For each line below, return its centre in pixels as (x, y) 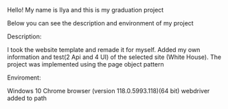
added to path (27, 98)
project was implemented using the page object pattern (85, 64)
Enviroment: (24, 77)
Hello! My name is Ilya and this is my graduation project (85, 10)
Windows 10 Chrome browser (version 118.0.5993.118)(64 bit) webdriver (109, 91)
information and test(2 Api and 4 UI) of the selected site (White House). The (114, 57)
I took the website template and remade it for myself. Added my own (104, 50)
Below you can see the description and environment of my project (100, 23)
